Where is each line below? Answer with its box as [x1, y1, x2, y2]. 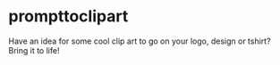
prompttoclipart [8, 6, 129, 27]
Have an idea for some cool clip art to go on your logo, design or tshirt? [8, 36, 271, 46]
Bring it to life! [8, 45, 60, 55]
